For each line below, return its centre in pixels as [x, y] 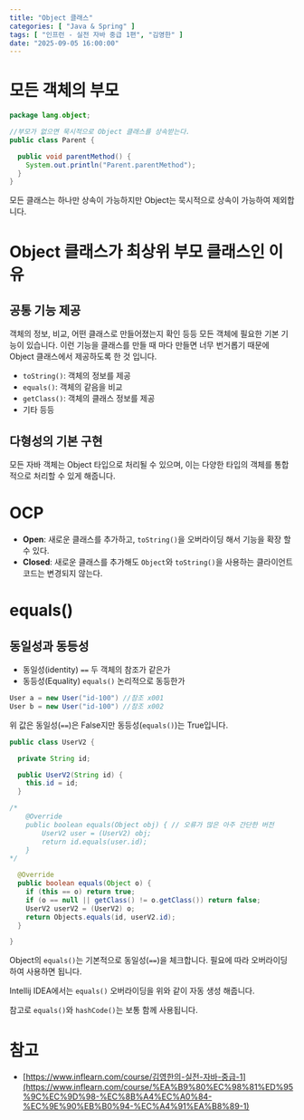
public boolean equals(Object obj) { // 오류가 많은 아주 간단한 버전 [150, 825]
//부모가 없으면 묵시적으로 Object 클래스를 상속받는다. [100, 132]
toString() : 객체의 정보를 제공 [76, 376]
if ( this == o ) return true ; [81, 892]
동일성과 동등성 [49, 646]
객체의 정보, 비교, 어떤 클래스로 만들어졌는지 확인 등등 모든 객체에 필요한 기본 [144, 334]
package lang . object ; [50, 116]
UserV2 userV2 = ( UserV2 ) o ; [81, 908]
